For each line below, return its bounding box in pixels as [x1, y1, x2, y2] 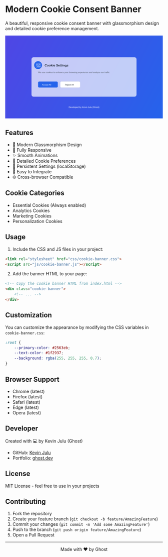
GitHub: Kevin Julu [12, 450, 51, 456]
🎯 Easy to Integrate [12, 169, 52, 175]
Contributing [5, 497, 46, 506]
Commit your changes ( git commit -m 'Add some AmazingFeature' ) [12, 521, 150, 527]
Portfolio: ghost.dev [12, 455, 53, 461]
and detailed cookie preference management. [5, 25, 99, 31]
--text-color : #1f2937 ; [14, 351, 64, 356]
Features [5, 128, 33, 137]
